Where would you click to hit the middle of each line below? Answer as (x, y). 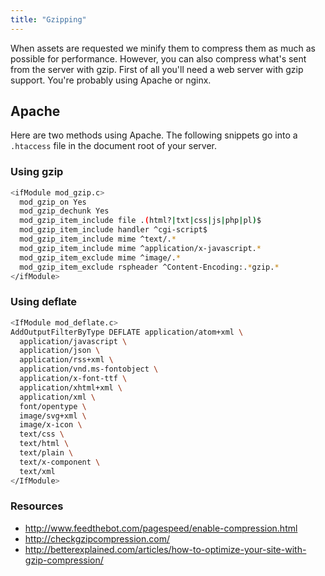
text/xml (37, 471)
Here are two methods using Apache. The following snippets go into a (154, 135)
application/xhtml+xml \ (71, 387)
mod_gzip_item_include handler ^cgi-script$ (113, 230)
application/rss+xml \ (66, 360)
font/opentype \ (53, 406)
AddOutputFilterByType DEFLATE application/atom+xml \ (127, 332)
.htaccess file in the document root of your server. (114, 146)
